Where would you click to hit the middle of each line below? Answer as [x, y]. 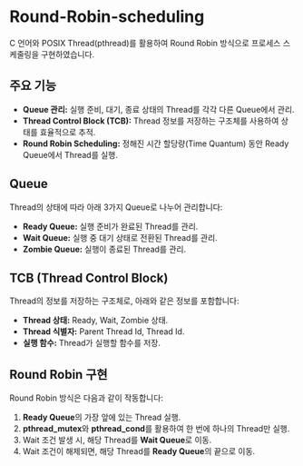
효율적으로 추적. [68, 132]
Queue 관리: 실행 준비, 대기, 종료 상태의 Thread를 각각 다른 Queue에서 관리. [158, 109]
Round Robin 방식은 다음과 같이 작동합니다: [86, 398]
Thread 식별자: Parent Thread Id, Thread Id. [103, 332]
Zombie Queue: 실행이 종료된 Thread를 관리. [104, 249]
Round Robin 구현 [59, 374]
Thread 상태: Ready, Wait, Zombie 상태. [95, 321]
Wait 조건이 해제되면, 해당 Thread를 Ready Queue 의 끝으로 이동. [139, 451]
